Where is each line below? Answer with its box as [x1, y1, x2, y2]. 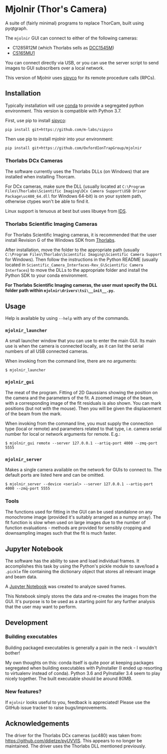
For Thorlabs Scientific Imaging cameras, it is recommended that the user [5, 232, 157, 238]
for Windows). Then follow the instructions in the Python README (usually [5, 256, 158, 263]
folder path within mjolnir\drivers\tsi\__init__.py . [5, 287, 115, 293]
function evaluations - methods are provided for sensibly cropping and [5, 525, 151, 531]
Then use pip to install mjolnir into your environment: [5, 136, 113, 142]
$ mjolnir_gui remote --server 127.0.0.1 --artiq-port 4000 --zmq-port [5, 441, 157, 446]
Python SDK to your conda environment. [5, 272, 88, 278]
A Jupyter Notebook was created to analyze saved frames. [5, 584, 126, 590]
